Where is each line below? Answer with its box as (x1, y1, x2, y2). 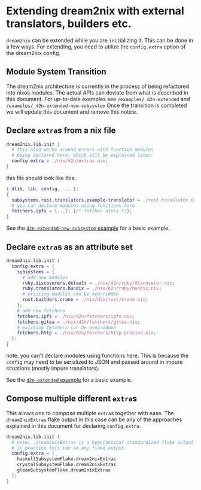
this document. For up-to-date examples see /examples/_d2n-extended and (6, 95, 190, 102)
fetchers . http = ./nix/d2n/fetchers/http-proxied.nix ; (17, 330, 157, 336)
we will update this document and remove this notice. (6, 108, 138, 115)
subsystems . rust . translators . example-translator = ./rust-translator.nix (11, 197, 199, 203)
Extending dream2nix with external (6, 4, 184, 18)
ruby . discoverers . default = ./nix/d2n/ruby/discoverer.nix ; (22, 280, 175, 286)
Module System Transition (6, 67, 106, 77)
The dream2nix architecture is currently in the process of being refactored (6, 83, 190, 90)
